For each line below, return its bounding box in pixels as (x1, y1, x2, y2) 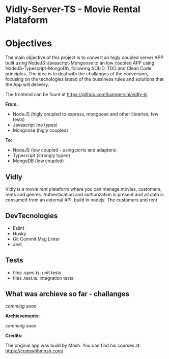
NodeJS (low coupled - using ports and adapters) (12, 147, 117, 153)
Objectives (5, 38, 52, 49)
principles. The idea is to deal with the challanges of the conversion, (5, 71, 149, 77)
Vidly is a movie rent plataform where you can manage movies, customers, (5, 186, 162, 192)
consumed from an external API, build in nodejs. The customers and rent (5, 197, 158, 203)
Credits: (5, 333, 23, 339)
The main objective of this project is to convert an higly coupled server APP (5, 54, 164, 61)
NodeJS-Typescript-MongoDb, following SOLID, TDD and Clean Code (5, 65, 152, 72)
